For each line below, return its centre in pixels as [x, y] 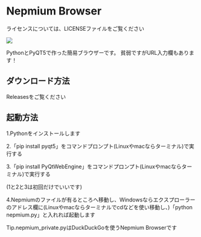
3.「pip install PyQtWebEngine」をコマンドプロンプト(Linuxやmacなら [94, 166]
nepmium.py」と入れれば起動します [51, 215]
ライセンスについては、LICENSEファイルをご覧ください [75, 28]
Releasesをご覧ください [36, 96]
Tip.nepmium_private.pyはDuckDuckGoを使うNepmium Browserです [91, 227]
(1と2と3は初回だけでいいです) [44, 187]
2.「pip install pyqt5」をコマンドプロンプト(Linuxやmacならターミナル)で [98, 146]
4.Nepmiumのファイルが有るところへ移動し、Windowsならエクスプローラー [101, 200]
